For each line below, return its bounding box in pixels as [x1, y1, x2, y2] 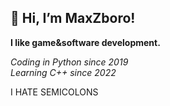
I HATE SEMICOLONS [10, 86, 99, 98]
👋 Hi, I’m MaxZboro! [10, 10, 136, 27]
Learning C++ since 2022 [10, 66, 117, 78]
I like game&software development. [10, 36, 161, 48]
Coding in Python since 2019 [10, 56, 129, 68]
